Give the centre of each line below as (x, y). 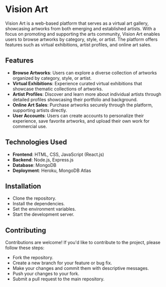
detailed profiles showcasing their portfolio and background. (75, 99)
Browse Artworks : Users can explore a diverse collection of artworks (85, 73)
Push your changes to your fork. (46, 274)
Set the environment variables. (44, 209)
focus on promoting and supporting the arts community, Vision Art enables (82, 34)
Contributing (26, 230)
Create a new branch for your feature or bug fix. (62, 263)
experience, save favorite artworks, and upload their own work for (81, 121)
